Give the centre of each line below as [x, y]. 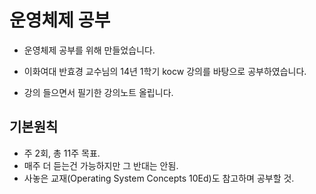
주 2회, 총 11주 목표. [62, 153]
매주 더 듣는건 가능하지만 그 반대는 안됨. [101, 165]
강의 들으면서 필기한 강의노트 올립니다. [98, 92]
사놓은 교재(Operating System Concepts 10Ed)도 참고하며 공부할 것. [159, 178]
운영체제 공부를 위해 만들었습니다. [89, 50]
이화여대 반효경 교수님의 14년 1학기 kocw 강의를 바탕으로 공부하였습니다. [165, 71]
